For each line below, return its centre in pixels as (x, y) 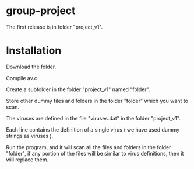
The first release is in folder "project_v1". (54, 27)
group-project (41, 11)
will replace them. (27, 160)
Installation (34, 51)
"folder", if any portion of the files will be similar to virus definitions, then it (95, 153)
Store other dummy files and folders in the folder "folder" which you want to (97, 101)
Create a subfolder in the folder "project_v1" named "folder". (78, 89)
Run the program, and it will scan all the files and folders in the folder (89, 147)
